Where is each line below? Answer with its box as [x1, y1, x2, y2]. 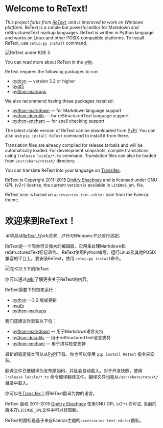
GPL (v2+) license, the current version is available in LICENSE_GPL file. [5, 182, 144, 188]
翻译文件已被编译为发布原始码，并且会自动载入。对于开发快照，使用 [5, 368, 142, 374]
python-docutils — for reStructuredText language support [12, 112, 129, 118]
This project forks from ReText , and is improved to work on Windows [5, 19, 143, 25]
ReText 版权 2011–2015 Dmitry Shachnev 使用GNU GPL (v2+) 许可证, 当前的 [5, 401, 157, 406]
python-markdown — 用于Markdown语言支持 [12, 328, 104, 334]
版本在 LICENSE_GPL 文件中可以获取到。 [5, 407, 81, 413]
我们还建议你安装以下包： [5, 318, 57, 324]
